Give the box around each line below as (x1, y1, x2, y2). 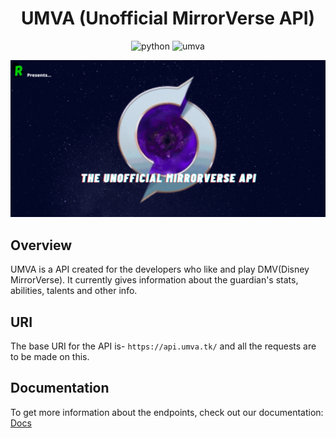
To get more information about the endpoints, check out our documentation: (10, 406, 324, 418)
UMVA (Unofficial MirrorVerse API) (20, 7, 316, 30)
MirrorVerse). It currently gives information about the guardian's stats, (10, 274, 299, 286)
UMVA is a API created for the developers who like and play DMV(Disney (10, 263, 310, 276)
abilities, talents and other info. (10, 285, 138, 297)
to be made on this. (10, 351, 90, 363)
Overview (10, 237, 73, 254)
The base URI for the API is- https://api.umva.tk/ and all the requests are (10, 340, 317, 352)
